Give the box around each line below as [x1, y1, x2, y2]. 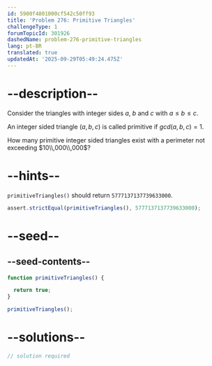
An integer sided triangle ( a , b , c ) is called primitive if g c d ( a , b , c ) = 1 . [7, 122, 204, 131]
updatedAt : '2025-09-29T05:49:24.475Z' [7, 56, 123, 63]
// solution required [7, 352, 70, 360]
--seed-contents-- [7, 256, 91, 268]
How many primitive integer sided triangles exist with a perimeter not [7, 136, 206, 144]
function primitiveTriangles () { [7, 274, 105, 281]
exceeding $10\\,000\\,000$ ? [7, 143, 91, 152]
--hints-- [7, 168, 61, 184]
